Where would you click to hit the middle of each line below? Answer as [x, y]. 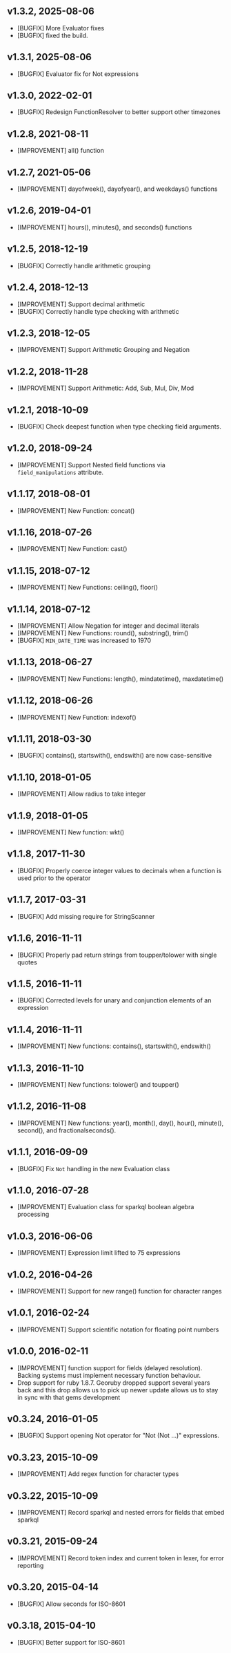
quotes [27, 962]
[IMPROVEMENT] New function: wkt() [71, 832]
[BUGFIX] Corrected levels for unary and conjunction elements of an [114, 1000]
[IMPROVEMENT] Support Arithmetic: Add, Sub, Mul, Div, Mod [106, 388]
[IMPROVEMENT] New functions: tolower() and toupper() [98, 1084]
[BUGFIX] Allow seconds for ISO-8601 [71, 1604]
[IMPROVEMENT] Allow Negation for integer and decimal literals [108, 626]
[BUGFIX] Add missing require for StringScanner [86, 916]
